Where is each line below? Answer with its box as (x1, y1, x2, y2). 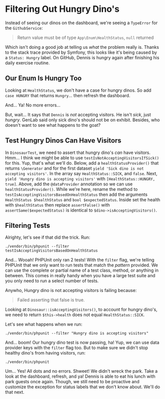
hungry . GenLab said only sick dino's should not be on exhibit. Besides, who (5, 117, 160, 123)
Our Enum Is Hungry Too (5, 74, 82, 82)
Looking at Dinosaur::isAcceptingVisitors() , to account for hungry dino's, (5, 307, 158, 313)
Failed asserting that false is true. (17, 297, 85, 303)
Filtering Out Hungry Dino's (5, 3, 120, 15)
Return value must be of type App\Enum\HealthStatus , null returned (17, 35, 154, 40)
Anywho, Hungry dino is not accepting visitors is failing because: (5, 288, 137, 293)
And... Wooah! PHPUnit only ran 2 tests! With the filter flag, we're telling (5, 257, 155, 263)
